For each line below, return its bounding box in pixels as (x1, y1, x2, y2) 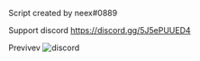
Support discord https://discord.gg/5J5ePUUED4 (8, 25, 191, 35)
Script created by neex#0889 (8, 8, 118, 18)
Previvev (8, 42, 41, 53)
